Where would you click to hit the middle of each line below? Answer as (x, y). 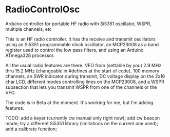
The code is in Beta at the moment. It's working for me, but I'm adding (79, 102)
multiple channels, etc (29, 29)
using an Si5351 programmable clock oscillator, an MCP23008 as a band (82, 44)
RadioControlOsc (43, 9)
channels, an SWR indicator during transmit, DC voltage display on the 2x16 (85, 76)
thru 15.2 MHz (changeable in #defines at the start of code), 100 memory (82, 71)
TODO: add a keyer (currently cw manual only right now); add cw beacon (83, 118)
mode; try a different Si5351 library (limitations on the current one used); (82, 123)
